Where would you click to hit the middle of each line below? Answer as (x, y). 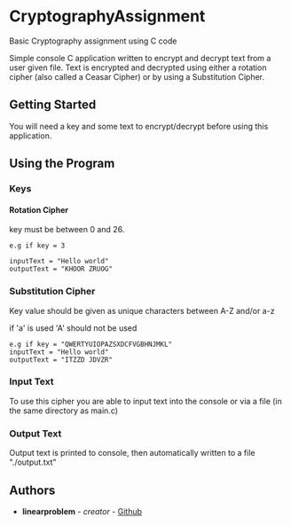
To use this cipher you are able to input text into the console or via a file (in (145, 401)
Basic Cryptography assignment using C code (93, 41)
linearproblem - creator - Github (82, 511)
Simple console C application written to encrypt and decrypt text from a (140, 58)
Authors (32, 490)
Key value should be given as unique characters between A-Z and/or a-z (142, 310)
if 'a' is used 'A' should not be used (73, 328)
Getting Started (53, 105)
